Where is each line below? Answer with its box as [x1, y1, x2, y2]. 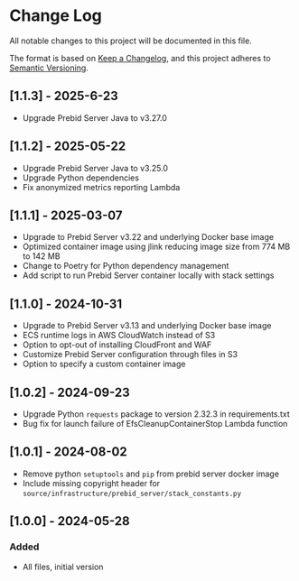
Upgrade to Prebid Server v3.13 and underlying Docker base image [22, 320, 272, 331]
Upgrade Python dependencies [22, 172, 140, 183]
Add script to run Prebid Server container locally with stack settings [22, 270, 275, 281]
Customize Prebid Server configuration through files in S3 [22, 349, 238, 360]
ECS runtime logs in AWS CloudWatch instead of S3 [22, 330, 216, 341]
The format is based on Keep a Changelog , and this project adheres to [9, 52, 271, 63]
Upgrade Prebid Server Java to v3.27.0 [22, 112, 167, 123]
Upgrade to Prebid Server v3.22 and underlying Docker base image [22, 232, 274, 243]
